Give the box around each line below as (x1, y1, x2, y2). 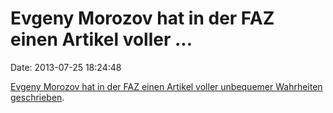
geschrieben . (10, 91, 65, 103)
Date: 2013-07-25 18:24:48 (10, 61, 122, 73)
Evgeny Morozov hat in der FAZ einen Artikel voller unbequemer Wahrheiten (10, 80, 323, 92)
